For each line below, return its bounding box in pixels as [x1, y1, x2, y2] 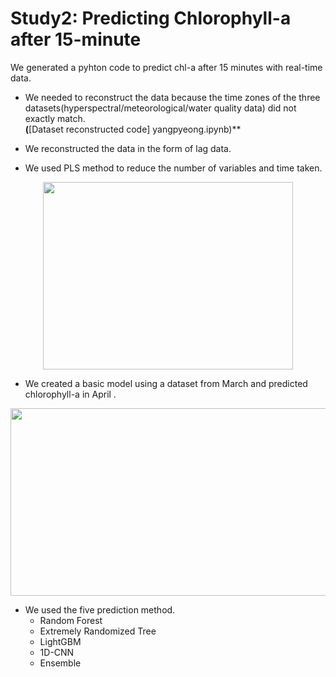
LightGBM [39, 635, 82, 647]
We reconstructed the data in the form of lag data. [24, 142, 232, 154]
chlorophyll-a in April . [24, 388, 117, 400]
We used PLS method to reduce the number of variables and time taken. [24, 162, 323, 174]
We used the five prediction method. [24, 603, 176, 616]
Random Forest [39, 614, 103, 626]
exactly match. [24, 112, 86, 124]
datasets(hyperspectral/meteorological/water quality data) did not [24, 102, 297, 114]
